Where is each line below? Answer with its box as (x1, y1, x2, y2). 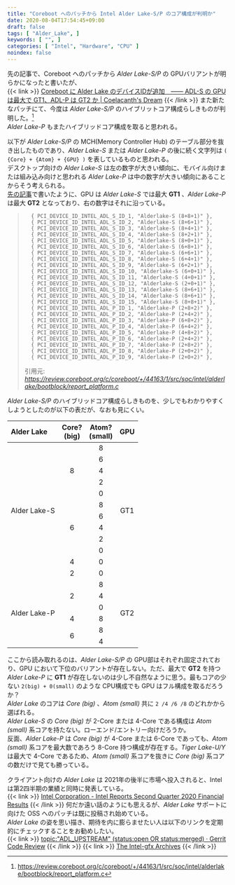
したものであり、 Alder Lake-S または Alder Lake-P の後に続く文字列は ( (19, 146, 227, 154)
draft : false (7, 23, 45, 30)
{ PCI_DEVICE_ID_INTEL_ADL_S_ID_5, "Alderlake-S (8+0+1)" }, (31, 237, 213, 244)
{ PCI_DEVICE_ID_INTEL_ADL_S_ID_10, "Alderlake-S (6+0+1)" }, (31, 268, 216, 275)
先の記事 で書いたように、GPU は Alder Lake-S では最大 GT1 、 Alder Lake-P (7, 190, 226, 198)
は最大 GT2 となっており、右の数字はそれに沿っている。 (7, 198, 169, 207)
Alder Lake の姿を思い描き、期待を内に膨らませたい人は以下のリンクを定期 (7, 818, 224, 826)
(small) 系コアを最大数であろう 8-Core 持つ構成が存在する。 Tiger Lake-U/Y (7, 743, 226, 751)
